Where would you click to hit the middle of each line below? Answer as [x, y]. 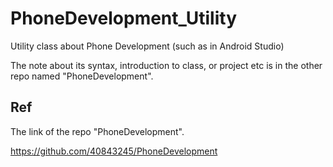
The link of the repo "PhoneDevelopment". [97, 131]
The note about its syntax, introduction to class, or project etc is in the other [166, 65]
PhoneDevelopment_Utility [124, 18]
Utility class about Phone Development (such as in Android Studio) [147, 46]
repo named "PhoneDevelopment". [82, 76]
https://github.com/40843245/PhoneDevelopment [114, 151]
